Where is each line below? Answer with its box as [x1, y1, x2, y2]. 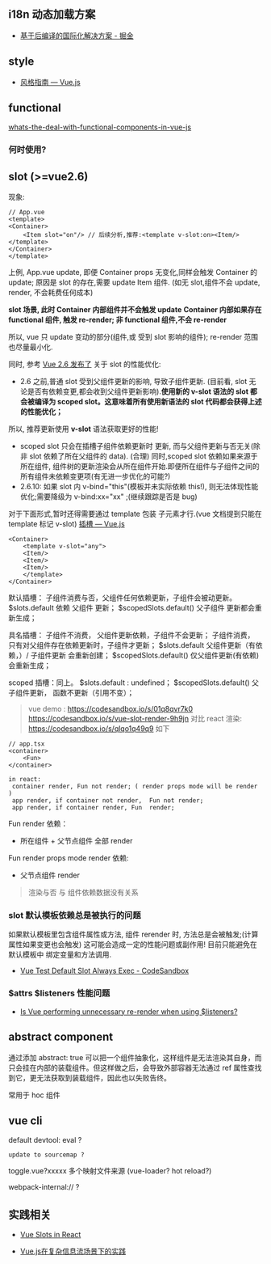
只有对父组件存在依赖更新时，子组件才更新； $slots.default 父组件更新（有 [8, 640, 256, 650]
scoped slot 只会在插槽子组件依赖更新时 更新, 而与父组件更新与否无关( [19, 442, 254, 451]
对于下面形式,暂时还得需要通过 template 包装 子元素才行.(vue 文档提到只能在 [8, 509, 262, 519]
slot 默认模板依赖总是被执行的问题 [8, 910, 141, 921]
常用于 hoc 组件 [8, 1090, 60, 1100]
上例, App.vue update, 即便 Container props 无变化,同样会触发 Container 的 [8, 268, 258, 277]
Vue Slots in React [19, 1230, 81, 1240]
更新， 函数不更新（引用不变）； [29, 688, 135, 698]
